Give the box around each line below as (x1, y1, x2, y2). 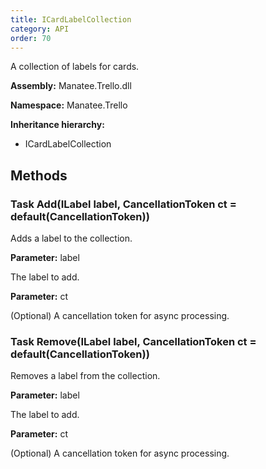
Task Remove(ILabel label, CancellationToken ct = (10, 334, 257, 348)
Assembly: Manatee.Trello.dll (10, 80, 132, 92)
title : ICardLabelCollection (10, 14, 132, 25)
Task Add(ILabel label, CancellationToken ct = (10, 197, 237, 211)
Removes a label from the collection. (10, 370, 161, 382)
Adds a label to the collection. (10, 232, 133, 245)
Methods (10, 167, 68, 184)
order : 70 (10, 33, 52, 43)
